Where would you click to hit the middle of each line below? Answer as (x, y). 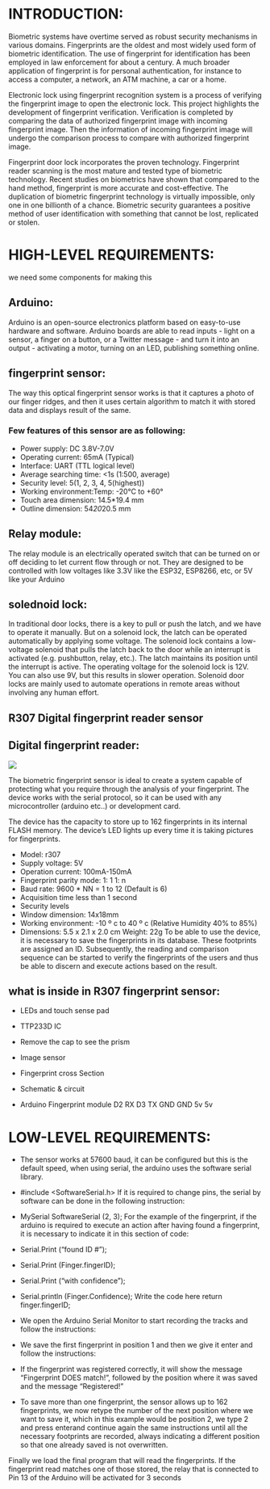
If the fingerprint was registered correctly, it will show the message (131, 1369)
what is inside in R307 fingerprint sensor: (114, 992)
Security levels (45, 906)
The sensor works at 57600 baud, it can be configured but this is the (134, 1159)
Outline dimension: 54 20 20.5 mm (75, 508)
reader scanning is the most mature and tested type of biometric (116, 170)
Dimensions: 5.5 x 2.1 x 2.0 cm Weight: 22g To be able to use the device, (140, 932)
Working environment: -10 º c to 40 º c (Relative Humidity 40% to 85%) (139, 923)
